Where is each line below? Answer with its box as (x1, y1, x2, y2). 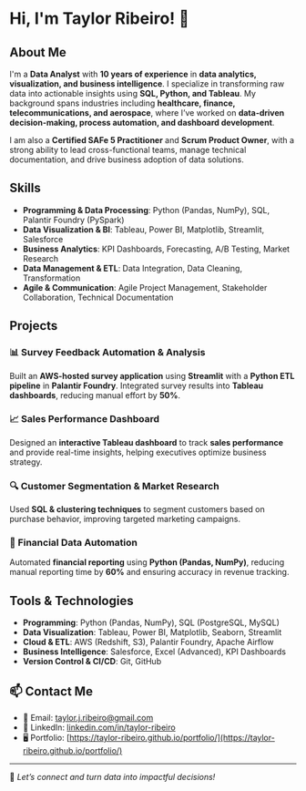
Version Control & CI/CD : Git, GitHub (22, 656, 162, 667)
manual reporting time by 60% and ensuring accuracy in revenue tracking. (9, 567, 290, 578)
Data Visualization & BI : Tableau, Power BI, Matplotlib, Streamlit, (22, 223, 265, 235)
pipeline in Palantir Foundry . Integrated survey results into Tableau (9, 380, 264, 391)
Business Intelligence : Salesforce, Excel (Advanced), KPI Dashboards (22, 646, 287, 657)
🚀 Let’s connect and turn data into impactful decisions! (9, 772, 216, 783)
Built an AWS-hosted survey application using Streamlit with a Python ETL (9, 370, 295, 381)
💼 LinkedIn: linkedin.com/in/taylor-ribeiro (22, 722, 176, 733)
